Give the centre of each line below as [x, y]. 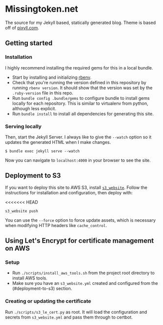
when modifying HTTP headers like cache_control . [56, 225]
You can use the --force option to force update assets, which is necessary [80, 220]
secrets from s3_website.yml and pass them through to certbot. [69, 317]
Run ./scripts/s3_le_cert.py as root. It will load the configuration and [76, 312]
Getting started [29, 43]
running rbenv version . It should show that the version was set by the [82, 88]
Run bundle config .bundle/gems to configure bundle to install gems [81, 98]
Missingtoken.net [42, 9]
